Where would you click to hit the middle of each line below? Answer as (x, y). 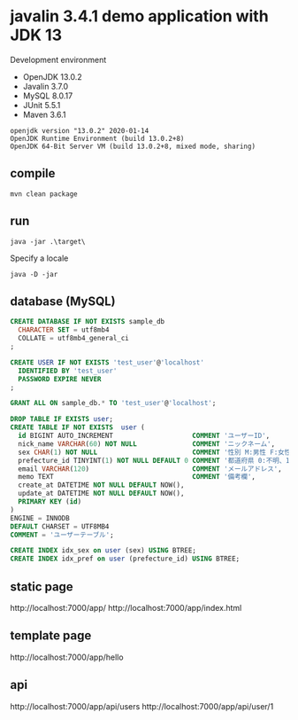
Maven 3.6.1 (44, 114)
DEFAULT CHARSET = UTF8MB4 (60, 526)
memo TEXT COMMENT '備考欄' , (137, 477)
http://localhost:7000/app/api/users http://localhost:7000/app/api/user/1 (142, 706)
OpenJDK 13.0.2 (52, 76)
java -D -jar (34, 274)
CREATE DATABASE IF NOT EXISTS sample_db (88, 322)
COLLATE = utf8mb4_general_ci (73, 339)
